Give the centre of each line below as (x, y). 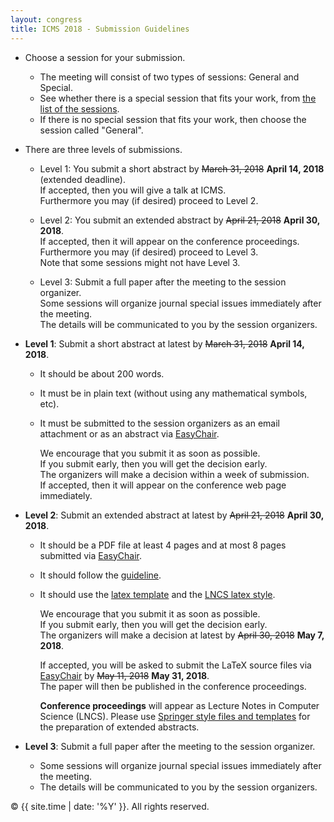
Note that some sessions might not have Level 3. (140, 262)
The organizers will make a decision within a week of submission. (174, 474)
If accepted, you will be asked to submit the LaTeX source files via (175, 665)
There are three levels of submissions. (103, 149)
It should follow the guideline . (100, 575)
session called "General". (91, 130)
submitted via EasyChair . (90, 555)
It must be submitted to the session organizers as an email (160, 423)
